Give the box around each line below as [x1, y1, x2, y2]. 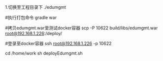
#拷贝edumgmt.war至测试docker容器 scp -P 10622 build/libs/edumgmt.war [5, 25, 158, 31]
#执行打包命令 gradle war [5, 15, 57, 20]
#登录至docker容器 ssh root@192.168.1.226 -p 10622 [5, 41, 112, 46]
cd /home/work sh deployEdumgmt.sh [5, 50, 83, 56]
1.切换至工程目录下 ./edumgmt [5, 4, 66, 10]
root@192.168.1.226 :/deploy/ [5, 31, 63, 36]
